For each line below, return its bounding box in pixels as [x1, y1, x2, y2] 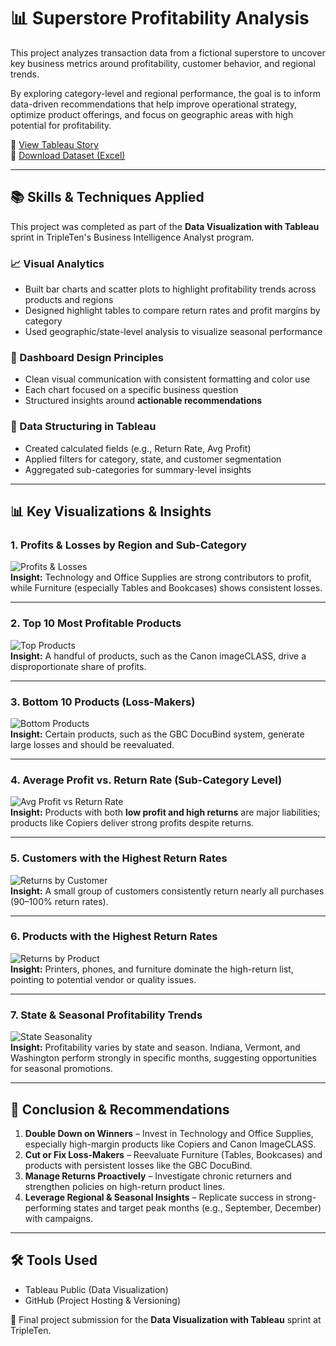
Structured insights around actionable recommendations [24, 395, 263, 407]
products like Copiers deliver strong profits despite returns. [10, 817, 255, 829]
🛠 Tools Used [10, 1252, 98, 1269]
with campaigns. [24, 1212, 93, 1224]
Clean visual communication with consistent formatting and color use [24, 373, 311, 385]
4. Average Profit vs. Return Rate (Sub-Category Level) [10, 773, 283, 787]
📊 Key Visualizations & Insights [10, 503, 212, 520]
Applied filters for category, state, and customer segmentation [24, 453, 282, 465]
